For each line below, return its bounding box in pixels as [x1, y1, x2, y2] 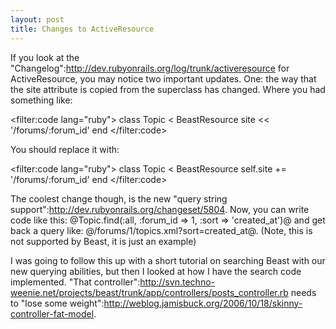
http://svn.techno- [139, 276, 215, 288]
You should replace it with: [10, 143, 120, 155]
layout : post [10, 14, 65, 25]
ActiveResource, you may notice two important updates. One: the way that [10, 72, 317, 85]
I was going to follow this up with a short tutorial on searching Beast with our [10, 254, 326, 266]
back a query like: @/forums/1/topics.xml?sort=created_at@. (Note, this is [10, 224, 313, 236]
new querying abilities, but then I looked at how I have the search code [10, 265, 302, 277]
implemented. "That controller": [10, 276, 141, 288]
